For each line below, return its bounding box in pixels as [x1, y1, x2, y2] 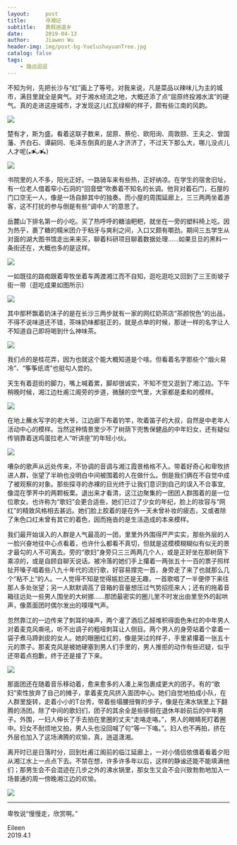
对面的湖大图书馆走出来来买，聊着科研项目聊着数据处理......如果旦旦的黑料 [7, 234, 222, 243]
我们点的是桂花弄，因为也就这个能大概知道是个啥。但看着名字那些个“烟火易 [7, 355, 227, 363]
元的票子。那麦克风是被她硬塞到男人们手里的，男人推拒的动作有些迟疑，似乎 [7, 642, 230, 651]
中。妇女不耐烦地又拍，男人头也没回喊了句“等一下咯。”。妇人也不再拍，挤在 [7, 723, 226, 732]
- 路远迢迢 [20, 63, 48, 70]
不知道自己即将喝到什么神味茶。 [7, 326, 100, 335]
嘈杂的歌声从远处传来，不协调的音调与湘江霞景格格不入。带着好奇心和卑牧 [7, 461, 224, 471]
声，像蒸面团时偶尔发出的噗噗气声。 [7, 601, 113, 609]
